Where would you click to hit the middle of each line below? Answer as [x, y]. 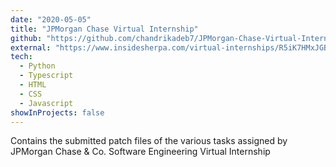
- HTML [33, 85]
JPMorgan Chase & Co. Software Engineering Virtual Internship [140, 152]
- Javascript [46, 103]
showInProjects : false [57, 112]
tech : [21, 57]
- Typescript [46, 76]
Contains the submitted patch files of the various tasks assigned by [149, 141]
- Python [37, 66]
